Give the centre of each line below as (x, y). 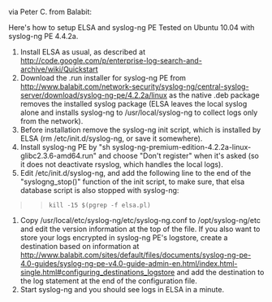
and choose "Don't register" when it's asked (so (179, 155)
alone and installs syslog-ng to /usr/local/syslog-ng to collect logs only (139, 112)
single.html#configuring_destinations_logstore (97, 272)
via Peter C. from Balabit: (50, 12)
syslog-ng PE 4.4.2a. (43, 36)
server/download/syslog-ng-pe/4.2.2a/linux (94, 95)
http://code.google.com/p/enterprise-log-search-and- (111, 61)
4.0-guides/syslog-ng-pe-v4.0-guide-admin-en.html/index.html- (129, 263)
